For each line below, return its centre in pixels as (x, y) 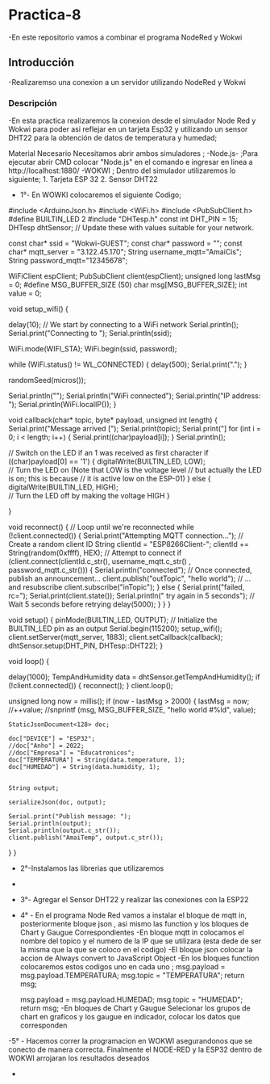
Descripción (33, 103)
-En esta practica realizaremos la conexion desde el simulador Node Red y (132, 121)
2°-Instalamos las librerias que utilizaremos (92, 868)
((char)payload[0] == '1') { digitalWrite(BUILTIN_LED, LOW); (107, 461)
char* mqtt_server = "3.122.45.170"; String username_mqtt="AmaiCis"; (125, 252)
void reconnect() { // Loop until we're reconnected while (102, 527)
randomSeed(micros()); (47, 380)
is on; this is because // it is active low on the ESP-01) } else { (110, 479)
